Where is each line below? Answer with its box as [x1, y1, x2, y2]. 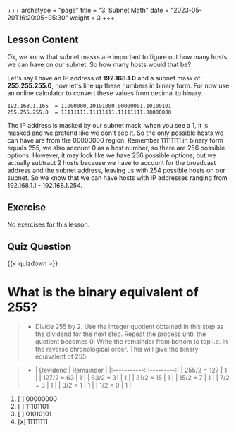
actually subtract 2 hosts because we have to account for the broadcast [7, 158, 216, 167]
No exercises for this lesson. [7, 220, 90, 229]
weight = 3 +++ [69, 13, 115, 22]
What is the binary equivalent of [7, 284, 199, 300]
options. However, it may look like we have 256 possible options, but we [7, 151, 216, 160]
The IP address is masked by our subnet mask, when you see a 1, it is [7, 121, 209, 129]
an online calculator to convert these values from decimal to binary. [7, 88, 203, 97]
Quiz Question [7, 241, 72, 253]
